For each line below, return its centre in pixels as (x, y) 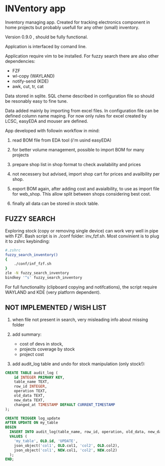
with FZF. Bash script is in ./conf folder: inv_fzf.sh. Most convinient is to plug (82, 236)
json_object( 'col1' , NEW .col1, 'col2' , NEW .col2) (66, 450)
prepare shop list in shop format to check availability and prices (76, 164)
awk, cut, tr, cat (28, 86)
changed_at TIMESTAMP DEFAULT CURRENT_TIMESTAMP (65, 405)
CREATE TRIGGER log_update (33, 418)
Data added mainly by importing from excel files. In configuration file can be (82, 111)
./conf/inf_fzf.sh (33, 264)
